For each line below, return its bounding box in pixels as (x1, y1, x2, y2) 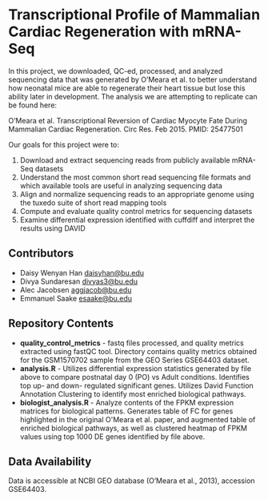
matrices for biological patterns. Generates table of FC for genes (19, 406, 234, 416)
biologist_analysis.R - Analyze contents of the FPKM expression (19, 397, 234, 407)
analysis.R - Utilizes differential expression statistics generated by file (19, 363, 252, 373)
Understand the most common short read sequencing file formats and (19, 172, 251, 182)
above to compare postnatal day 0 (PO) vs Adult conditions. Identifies (19, 372, 250, 381)
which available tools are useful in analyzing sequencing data (19, 180, 222, 190)
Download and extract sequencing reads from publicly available (19, 155, 230, 165)
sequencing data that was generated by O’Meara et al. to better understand (8, 75, 258, 84)
